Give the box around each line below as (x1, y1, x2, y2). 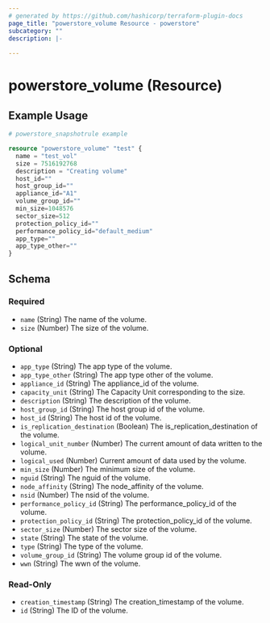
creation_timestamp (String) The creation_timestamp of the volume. (19, 597, 244, 607)
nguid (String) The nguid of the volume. (19, 473, 151, 483)
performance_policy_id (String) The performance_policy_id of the (19, 499, 237, 508)
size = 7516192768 (15, 159, 78, 168)
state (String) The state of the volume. (19, 533, 149, 543)
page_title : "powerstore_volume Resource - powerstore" (8, 19, 200, 27)
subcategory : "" (8, 27, 63, 35)
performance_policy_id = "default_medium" (15, 227, 153, 235)
